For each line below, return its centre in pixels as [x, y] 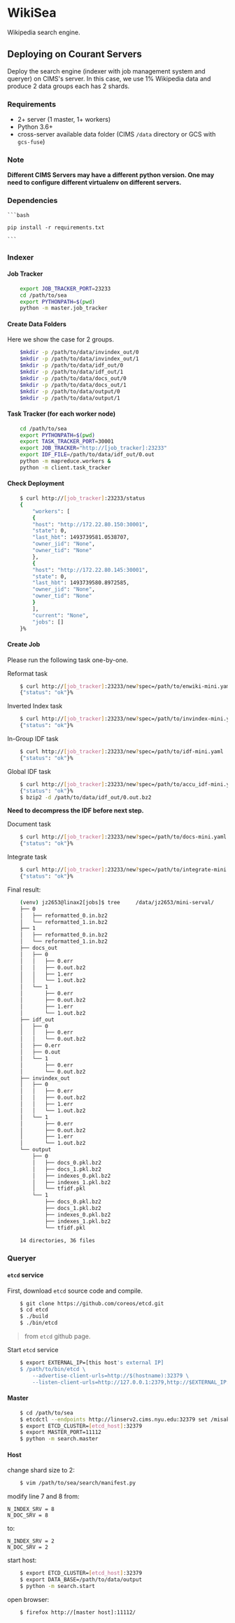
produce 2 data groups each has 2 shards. [69, 86]
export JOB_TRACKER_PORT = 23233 [65, 288]
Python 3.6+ [35, 127]
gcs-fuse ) [31, 142]
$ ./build [34, 1316]
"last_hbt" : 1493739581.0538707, [81, 538]
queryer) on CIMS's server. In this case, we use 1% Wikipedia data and [109, 78]
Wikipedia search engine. [44, 32]
